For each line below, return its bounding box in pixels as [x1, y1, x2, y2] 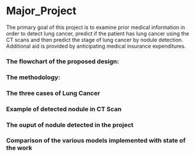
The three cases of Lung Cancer [6, 89, 100, 97]
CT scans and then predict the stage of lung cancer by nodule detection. [6, 36, 183, 43]
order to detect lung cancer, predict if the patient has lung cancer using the [6, 30, 189, 37]
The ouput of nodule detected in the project [6, 121, 134, 129]
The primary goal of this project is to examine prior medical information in [6, 24, 185, 31]
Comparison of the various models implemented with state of [6, 136, 186, 145]
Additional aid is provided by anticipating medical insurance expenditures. [6, 43, 186, 50]
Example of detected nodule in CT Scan [6, 105, 122, 113]
